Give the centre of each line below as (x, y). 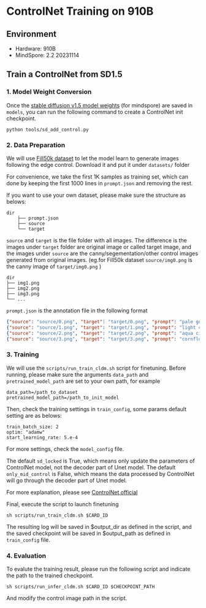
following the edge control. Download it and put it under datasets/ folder (98, 164)
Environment (32, 34)
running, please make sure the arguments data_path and (78, 374)
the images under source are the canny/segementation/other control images (102, 253)
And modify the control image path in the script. (67, 598)
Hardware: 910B (36, 48)
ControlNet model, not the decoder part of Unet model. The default (91, 467)
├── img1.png (23, 283)
